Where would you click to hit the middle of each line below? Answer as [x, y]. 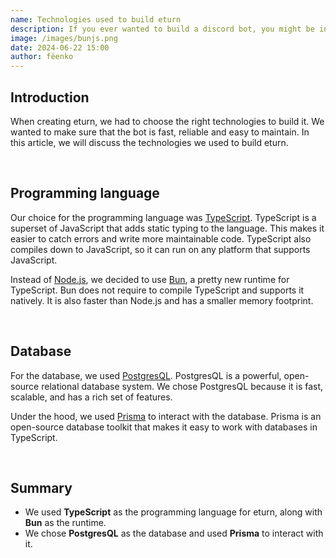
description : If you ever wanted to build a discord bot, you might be [162, 29]
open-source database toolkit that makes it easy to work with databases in [164, 427]
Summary [41, 487]
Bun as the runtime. [65, 523]
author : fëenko [42, 57]
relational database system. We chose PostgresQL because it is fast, [182, 386]
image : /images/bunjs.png [64, 38]
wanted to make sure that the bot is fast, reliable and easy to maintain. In [160, 132]
